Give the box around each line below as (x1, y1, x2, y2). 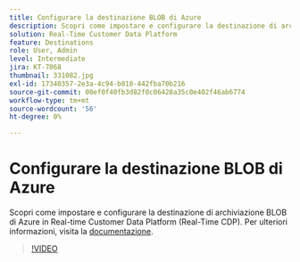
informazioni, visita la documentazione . (9, 226, 154, 237)
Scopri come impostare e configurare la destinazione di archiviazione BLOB (9, 207, 287, 218)
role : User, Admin (9, 46, 78, 55)
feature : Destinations (9, 37, 94, 47)
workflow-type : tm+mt (9, 95, 90, 105)
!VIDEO (30, 243, 58, 254)
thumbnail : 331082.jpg (9, 71, 94, 80)
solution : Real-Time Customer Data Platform (9, 29, 178, 38)
